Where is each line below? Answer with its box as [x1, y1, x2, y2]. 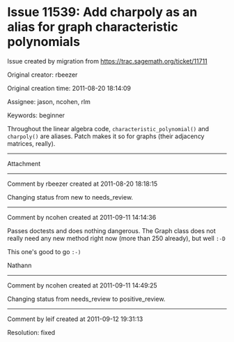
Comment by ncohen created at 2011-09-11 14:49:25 [7, 281, 158, 290]
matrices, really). [7, 139, 56, 147]
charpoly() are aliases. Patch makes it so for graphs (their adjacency [7, 132, 205, 140]
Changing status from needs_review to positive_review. [7, 295, 166, 303]
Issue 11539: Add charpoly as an [7, 4, 198, 20]
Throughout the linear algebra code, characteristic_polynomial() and [7, 124, 210, 133]
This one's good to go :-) [7, 247, 81, 255]
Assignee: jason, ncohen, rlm [7, 97, 91, 105]
